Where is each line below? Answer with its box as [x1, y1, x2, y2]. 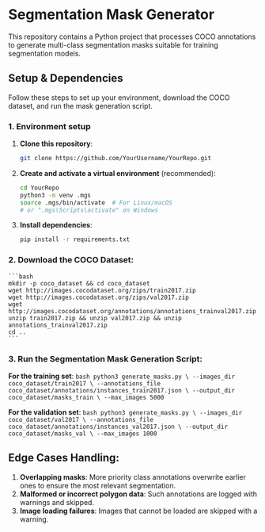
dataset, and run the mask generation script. [8, 101, 153, 110]
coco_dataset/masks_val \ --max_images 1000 [8, 430, 157, 438]
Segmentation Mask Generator [8, 6, 215, 24]
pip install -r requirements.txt [19, 235, 131, 243]
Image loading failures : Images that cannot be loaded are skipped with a [19, 506, 258, 515]
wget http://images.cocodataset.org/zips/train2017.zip [8, 286, 196, 294]
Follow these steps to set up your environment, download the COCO [8, 93, 230, 102]
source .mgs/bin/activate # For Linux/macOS [19, 198, 172, 207]
